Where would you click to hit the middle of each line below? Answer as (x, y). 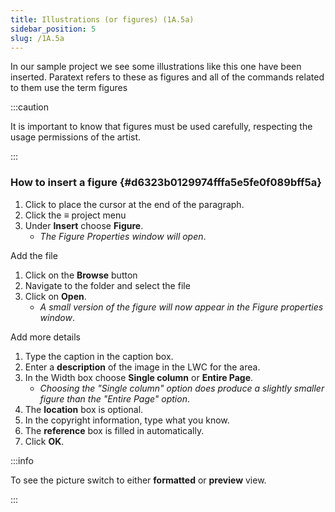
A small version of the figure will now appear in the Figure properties (181, 307)
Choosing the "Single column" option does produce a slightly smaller (182, 388)
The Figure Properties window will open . (123, 236)
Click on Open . (55, 296)
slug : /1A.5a (37, 38)
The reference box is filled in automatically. (114, 430)
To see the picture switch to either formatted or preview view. (138, 480)
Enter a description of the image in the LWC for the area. (142, 367)
